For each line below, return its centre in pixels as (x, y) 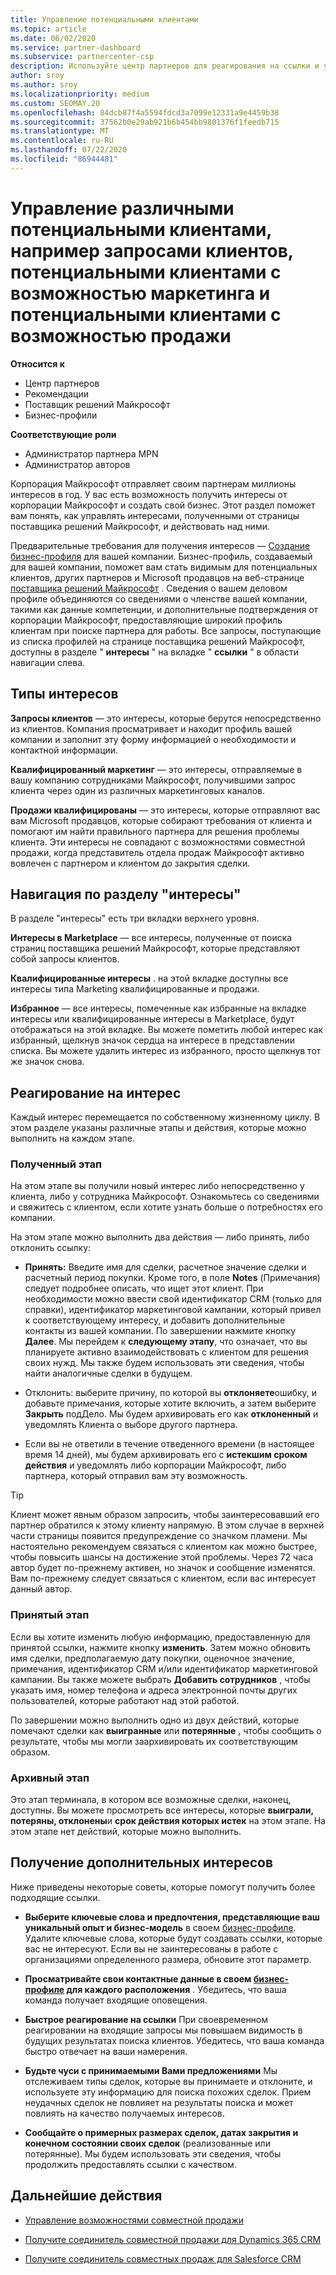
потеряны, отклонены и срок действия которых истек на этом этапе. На (168, 1821)
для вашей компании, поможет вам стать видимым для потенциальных (164, 567)
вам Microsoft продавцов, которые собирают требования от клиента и (161, 820)
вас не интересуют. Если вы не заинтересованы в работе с (151, 1948)
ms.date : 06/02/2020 (53, 38)
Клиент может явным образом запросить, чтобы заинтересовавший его (165, 1515)
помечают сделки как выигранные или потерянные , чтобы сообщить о (166, 1730)
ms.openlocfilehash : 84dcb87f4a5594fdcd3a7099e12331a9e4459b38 (145, 112)
